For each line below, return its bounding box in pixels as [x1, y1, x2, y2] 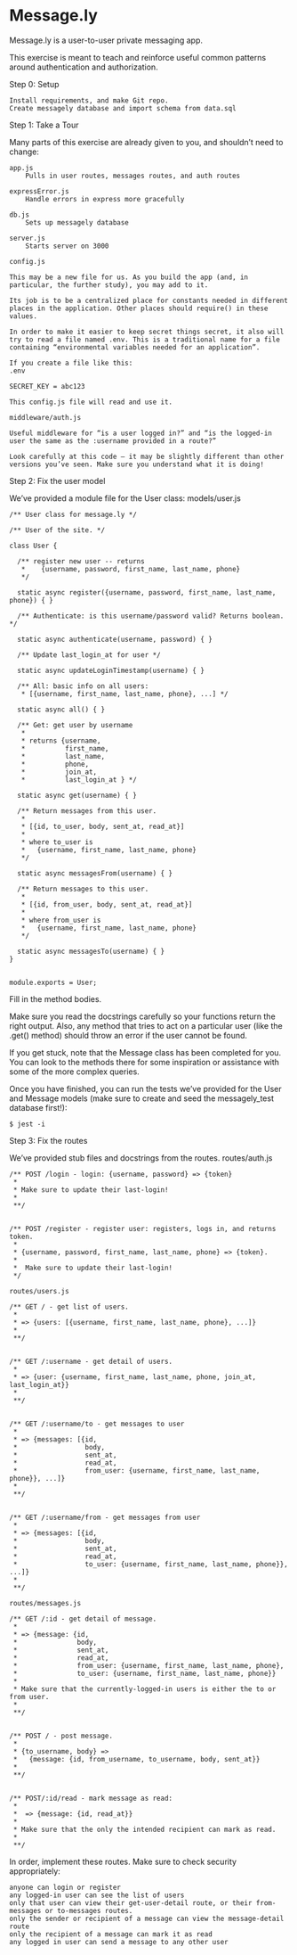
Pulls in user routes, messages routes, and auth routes [25, 171, 241, 180]
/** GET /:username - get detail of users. [9, 1357, 173, 1366]
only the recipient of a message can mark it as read [9, 1929, 213, 1939]
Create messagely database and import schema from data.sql [9, 103, 237, 112]
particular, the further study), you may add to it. [9, 280, 209, 290]
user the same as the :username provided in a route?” [9, 436, 217, 446]
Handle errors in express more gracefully [25, 194, 185, 203]
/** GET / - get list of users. [9, 1302, 129, 1311]
